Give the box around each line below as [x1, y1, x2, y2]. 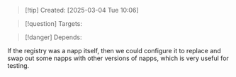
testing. [7, 62, 30, 69]
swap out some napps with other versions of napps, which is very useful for [7, 54, 229, 62]
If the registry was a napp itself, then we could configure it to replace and [7, 47, 221, 55]
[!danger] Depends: [24, 33, 82, 41]
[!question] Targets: [24, 20, 83, 27]
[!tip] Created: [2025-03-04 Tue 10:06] [24, 6, 140, 14]
